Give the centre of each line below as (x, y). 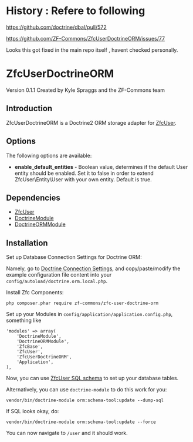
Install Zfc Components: (35, 293)
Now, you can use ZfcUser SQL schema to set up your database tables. (92, 378)
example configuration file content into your (59, 275)
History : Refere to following (76, 11)
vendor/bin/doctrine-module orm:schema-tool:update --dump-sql (85, 401)
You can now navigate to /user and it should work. (67, 433)
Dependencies (33, 197)
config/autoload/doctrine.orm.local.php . (57, 281)
